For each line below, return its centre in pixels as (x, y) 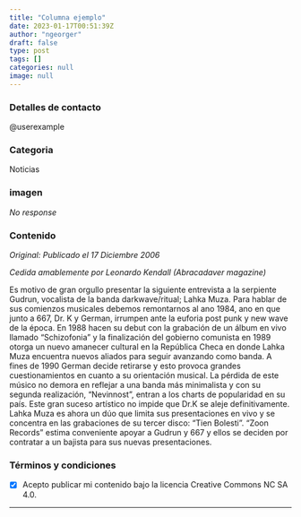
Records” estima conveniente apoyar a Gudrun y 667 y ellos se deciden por (149, 432)
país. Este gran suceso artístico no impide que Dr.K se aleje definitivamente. (150, 403)
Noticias (25, 169)
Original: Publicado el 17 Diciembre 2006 (85, 254)
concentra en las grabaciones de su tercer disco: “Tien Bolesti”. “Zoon (139, 423)
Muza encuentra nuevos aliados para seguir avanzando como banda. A (141, 356)
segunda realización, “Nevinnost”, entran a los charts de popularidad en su (147, 394)
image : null (31, 76)
